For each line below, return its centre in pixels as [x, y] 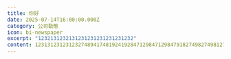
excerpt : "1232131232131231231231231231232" [72, 39]
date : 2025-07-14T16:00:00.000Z [53, 20]
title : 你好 [23, 13]
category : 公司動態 [33, 26]
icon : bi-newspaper [35, 32]
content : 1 [23, 45]
